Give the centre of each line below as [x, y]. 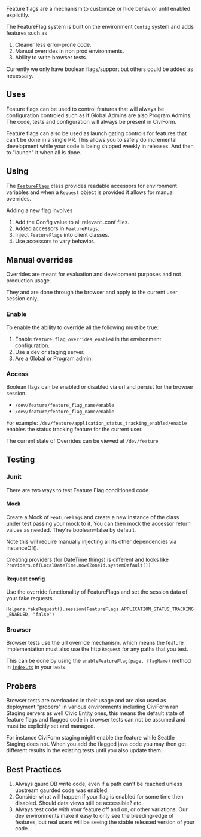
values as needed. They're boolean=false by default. [71, 530]
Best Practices [34, 769]
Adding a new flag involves [39, 210]
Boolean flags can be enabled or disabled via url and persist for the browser [100, 387]
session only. [22, 299]
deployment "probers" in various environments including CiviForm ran [92, 707]
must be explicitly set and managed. [51, 726]
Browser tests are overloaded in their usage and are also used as [86, 701]
